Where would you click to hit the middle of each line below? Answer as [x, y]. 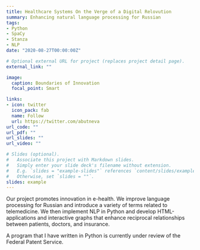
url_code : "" [22, 127]
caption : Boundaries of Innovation [56, 83]
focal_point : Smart [36, 89]
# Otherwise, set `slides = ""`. [50, 176]
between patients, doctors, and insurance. [58, 224]
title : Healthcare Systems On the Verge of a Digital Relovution [89, 12]
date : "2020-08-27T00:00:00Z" [44, 51]
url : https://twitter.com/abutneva [56, 121]
